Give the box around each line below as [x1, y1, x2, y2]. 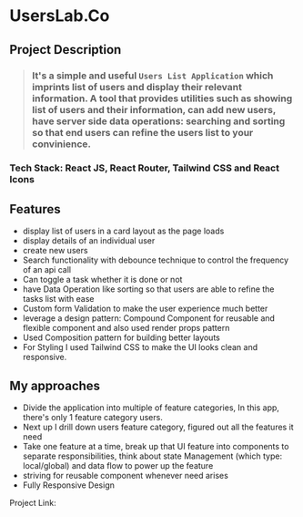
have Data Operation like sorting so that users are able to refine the [22, 284, 275, 295]
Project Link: [9, 498, 56, 509]
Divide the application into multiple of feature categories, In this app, [22, 402, 280, 413]
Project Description [9, 42, 122, 57]
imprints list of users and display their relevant [31, 80, 243, 93]
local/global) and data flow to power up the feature [22, 460, 214, 471]
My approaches [9, 377, 101, 393]
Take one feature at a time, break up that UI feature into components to [22, 441, 289, 452]
